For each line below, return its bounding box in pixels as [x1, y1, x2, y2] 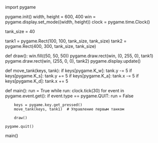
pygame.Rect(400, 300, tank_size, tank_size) [5, 43, 96, 49]
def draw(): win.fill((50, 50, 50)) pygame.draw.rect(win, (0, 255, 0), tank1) [5, 53, 154, 59]
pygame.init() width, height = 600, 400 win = [5, 14, 96, 19]
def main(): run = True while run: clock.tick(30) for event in [5, 88, 125, 93]
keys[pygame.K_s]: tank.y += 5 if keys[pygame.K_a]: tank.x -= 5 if [5, 73, 139, 78]
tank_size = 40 [5, 29, 35, 34]
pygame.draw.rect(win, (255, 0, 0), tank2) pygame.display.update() [5, 58, 141, 64]
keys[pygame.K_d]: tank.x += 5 [5, 78, 68, 84]
